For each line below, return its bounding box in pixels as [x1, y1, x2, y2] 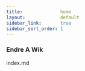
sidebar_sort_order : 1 [6, 25, 63, 32]
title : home [6, 8, 71, 15]
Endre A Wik [6, 46, 43, 54]
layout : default [6, 14, 80, 20]
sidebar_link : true [6, 20, 71, 26]
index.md [6, 59, 30, 66]
